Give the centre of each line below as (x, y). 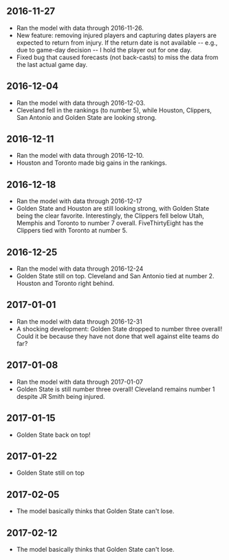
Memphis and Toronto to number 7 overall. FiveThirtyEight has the (110, 223)
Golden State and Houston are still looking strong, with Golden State (113, 209)
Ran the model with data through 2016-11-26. (80, 28)
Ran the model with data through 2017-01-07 (80, 382)
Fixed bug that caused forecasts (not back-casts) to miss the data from (117, 57)
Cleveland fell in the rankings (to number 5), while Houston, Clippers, (114, 110)
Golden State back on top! (53, 435)
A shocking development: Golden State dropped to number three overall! (119, 329)
